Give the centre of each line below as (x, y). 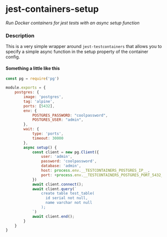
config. (13, 57)
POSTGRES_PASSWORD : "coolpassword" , (70, 115)
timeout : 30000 (48, 138)
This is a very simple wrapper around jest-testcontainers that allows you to (84, 47)
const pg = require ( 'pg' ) (32, 79)
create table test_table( (68, 193)
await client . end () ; (53, 216)
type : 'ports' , (48, 134)
